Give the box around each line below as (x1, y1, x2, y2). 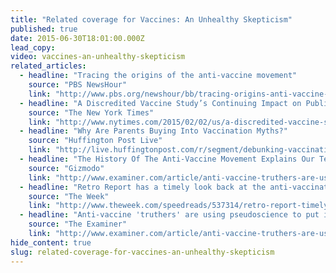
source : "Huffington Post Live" (28, 136, 163, 146)
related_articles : (10, 61, 87, 71)
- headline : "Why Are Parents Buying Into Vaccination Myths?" (19, 126, 288, 136)
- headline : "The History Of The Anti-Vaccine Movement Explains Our (19, 154, 315, 164)
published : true (10, 24, 78, 34)
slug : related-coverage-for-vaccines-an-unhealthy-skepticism (10, 247, 275, 257)
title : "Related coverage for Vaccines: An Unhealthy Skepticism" (10, 14, 293, 25)
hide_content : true (10, 237, 92, 248)
